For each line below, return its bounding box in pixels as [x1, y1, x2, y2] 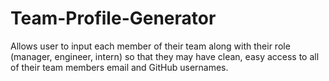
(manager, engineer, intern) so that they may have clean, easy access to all [10, 50, 320, 62]
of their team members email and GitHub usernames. [10, 61, 229, 73]
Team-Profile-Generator [10, 7, 217, 30]
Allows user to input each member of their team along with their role [10, 40, 291, 52]
